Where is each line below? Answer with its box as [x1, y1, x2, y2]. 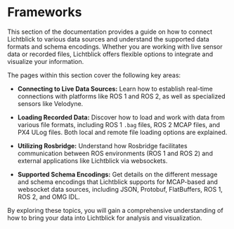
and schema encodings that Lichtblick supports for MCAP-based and [17, 177, 218, 186]
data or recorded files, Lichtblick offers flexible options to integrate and [7, 50, 213, 58]
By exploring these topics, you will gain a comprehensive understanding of [7, 206, 223, 214]
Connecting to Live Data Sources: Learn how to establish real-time [17, 84, 213, 93]
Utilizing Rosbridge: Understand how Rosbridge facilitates [17, 141, 188, 150]
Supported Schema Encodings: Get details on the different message [17, 170, 218, 178]
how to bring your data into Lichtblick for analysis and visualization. [7, 214, 202, 222]
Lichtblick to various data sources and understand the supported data [7, 34, 209, 43]
